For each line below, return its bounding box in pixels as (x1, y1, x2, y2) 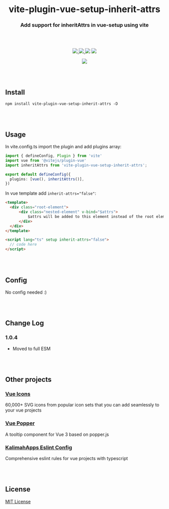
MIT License (5, 498, 31, 504)
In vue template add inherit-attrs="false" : (5, 190, 97, 196)
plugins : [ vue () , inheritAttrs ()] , (10, 177, 84, 182)
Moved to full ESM (12, 346, 51, 352)
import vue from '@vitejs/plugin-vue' (5, 158, 87, 163)
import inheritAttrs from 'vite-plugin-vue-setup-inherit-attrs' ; (5, 162, 147, 167)
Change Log (5, 319, 44, 327)
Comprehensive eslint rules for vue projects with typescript (5, 455, 128, 461)
